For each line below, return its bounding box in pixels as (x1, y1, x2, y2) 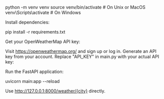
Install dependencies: (5, 19, 50, 25)
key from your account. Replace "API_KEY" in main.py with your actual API (5, 53, 159, 59)
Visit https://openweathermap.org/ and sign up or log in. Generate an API (5, 48, 157, 54)
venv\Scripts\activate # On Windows (5, 9, 81, 15)
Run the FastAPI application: (5, 68, 64, 74)
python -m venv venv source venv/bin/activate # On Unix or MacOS (5, 4, 146, 10)
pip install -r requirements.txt (5, 29, 65, 34)
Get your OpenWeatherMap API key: (5, 38, 80, 44)
